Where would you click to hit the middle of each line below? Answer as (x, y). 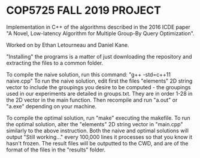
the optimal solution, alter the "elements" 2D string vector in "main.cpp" (95, 124)
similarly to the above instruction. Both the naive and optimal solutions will (97, 130)
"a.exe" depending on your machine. (51, 106)
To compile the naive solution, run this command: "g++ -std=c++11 (88, 74)
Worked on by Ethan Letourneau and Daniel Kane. (68, 45)
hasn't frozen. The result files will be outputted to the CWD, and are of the (97, 143)
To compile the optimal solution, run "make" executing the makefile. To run (98, 118)
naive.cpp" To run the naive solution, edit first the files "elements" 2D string (99, 81)
